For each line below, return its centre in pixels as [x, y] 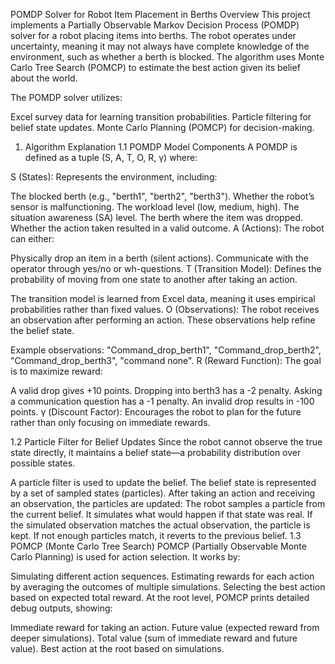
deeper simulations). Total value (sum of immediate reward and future [154, 638]
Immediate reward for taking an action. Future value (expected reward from [165, 627]
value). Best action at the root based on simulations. [117, 648]
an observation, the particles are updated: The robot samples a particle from [168, 503]
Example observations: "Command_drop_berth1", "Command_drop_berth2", [166, 350]
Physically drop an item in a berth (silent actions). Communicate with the [159, 258]
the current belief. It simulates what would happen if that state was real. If [161, 514]
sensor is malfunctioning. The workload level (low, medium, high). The [155, 207]
